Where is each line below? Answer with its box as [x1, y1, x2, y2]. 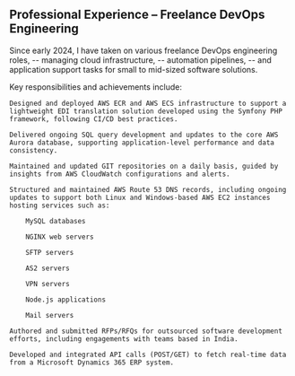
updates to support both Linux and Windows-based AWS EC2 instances [9, 193, 271, 202]
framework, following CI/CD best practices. [9, 114, 178, 124]
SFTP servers [25, 248, 74, 257]
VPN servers [25, 279, 70, 288]
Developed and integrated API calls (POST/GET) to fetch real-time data [9, 350, 287, 359]
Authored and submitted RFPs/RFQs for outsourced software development [9, 327, 282, 336]
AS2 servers [25, 264, 70, 273]
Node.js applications [25, 295, 106, 304]
